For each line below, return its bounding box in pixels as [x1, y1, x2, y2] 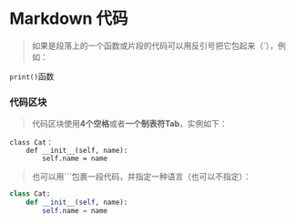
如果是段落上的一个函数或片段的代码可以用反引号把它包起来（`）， [31, 40, 279, 51]
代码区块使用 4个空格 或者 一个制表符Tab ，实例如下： [31, 118, 228, 129]
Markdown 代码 [9, 8, 129, 29]
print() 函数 [9, 70, 55, 82]
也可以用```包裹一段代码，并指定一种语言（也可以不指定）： [31, 171, 252, 182]
